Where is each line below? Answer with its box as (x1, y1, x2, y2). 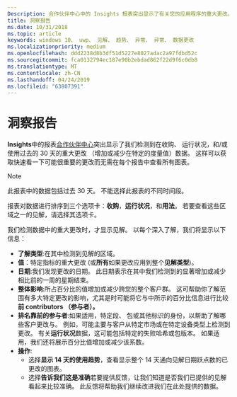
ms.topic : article (7, 30, 62, 38)
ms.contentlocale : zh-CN (7, 69, 81, 76)
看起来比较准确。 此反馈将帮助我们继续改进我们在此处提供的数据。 (28, 382, 223, 391)
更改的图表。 (28, 364, 66, 373)
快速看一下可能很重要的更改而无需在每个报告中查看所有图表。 (13, 158, 193, 166)
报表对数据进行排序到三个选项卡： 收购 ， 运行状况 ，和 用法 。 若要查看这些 (7, 202, 220, 210)
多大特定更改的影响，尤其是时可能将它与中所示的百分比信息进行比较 (30, 294, 229, 302)
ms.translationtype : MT (7, 63, 78, 70)
